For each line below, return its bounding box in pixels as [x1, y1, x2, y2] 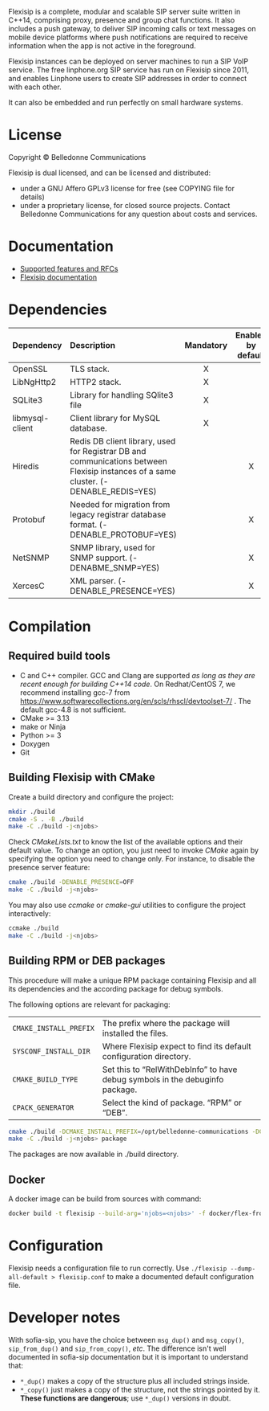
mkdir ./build [8, 808, 56, 816]
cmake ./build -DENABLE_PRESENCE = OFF [8, 878, 134, 886]
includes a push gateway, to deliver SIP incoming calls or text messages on [8, 24, 256, 33]
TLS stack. [70, 363, 110, 374]
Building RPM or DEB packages [8, 954, 166, 967]
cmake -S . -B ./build [8, 815, 84, 823]
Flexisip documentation [19, 272, 98, 282]
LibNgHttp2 [12, 376, 57, 387]
